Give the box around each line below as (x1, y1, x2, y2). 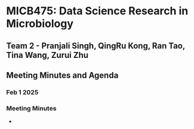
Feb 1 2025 (6, 88, 39, 96)
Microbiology (6, 17, 73, 30)
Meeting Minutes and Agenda (6, 70, 119, 80)
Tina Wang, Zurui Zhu (6, 50, 88, 60)
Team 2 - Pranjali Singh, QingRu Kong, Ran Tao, (6, 41, 185, 51)
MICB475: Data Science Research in (6, 4, 189, 18)
